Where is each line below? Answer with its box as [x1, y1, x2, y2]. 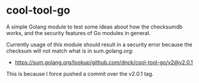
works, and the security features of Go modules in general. [6, 29, 151, 36]
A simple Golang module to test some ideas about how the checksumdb [6, 23, 183, 30]
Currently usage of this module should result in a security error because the [6, 41, 192, 48]
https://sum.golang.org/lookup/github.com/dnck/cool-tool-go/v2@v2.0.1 [14, 59, 193, 66]
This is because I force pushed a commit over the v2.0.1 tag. [6, 70, 154, 77]
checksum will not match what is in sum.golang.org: [6, 47, 134, 54]
